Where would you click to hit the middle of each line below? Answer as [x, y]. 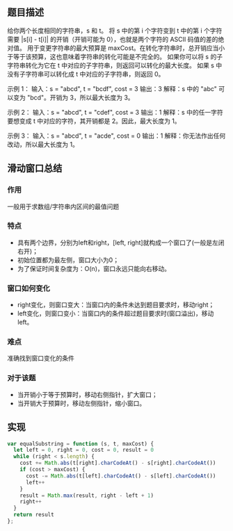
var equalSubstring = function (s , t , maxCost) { [81, 443]
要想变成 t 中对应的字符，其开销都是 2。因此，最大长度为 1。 [94, 121]
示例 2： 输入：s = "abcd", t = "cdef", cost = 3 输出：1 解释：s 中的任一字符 [115, 112]
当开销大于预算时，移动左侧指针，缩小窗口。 [81, 403]
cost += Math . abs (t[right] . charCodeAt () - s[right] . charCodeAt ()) [118, 463]
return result [34, 515]
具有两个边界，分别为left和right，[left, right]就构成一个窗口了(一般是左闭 [121, 243]
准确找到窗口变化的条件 [41, 358]
